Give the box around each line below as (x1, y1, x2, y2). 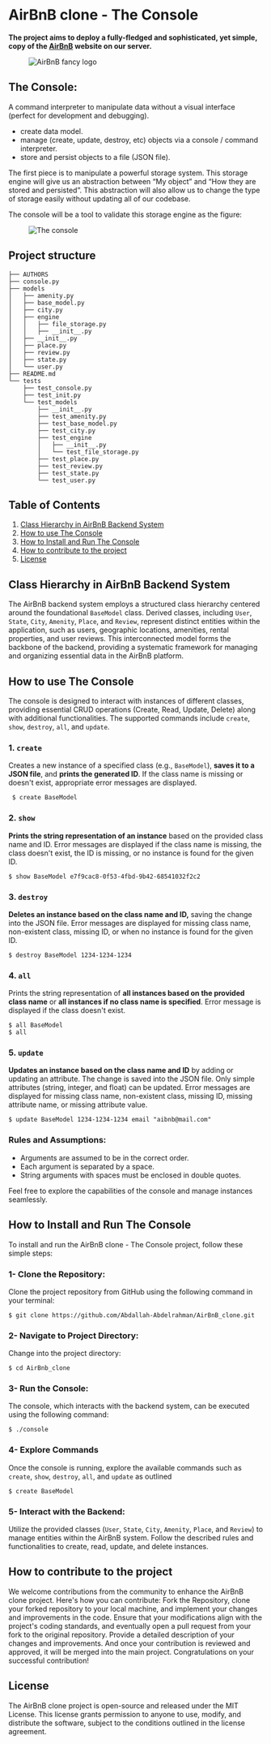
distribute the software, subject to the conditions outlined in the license (8, 1718, 245, 1728)
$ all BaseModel (8, 1021, 63, 1030)
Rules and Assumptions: (8, 1135, 107, 1146)
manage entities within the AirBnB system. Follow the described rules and (8, 1533, 254, 1543)
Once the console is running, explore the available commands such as (8, 1462, 243, 1472)
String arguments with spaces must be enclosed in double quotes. (19, 1170, 241, 1180)
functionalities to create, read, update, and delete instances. (8, 1542, 209, 1552)
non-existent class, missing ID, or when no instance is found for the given (8, 927, 253, 937)
